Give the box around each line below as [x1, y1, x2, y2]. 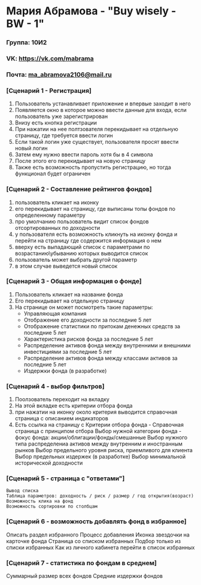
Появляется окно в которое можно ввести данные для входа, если [14, 107, 187, 114]
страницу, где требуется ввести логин [14, 132, 114, 139]
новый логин [14, 145, 48, 152]
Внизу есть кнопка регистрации [14, 119, 98, 126]
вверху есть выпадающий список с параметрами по [14, 243, 150, 250]
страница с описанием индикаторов [14, 415, 109, 422]
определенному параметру [14, 211, 86, 219]
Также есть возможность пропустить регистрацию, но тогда [14, 163, 172, 171]
